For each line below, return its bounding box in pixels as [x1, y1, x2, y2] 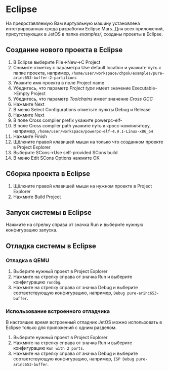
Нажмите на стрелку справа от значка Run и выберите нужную [6, 221, 144, 228]
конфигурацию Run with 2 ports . [13, 345, 85, 351]
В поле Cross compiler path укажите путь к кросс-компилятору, [13, 122, 151, 128]
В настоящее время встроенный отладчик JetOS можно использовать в [6, 319, 162, 326]
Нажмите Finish [13, 133, 47, 140]
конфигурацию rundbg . [13, 279, 62, 285]
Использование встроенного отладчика [6, 307, 110, 314]
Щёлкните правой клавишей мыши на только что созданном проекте [13, 138, 163, 145]
